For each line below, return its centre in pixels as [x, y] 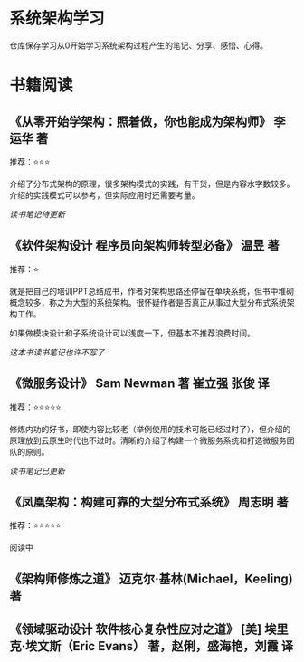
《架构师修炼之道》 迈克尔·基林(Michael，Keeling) [151, 578]
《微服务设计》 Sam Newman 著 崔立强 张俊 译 [139, 384]
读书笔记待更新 [37, 214]
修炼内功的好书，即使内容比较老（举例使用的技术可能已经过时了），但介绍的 [150, 429]
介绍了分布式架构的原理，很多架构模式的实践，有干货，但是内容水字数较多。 [152, 184]
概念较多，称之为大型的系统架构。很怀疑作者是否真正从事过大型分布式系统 [148, 302]
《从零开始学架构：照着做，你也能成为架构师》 [140, 122]
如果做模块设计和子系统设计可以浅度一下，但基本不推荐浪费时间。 [132, 333]
